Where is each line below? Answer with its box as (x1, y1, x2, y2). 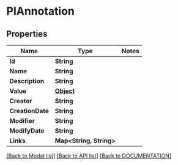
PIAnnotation (6, 4, 75, 18)
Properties (6, 29, 48, 39)
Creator (9, 97, 32, 105)
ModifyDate (9, 127, 45, 135)
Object (54, 87, 75, 95)
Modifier (9, 117, 35, 125)
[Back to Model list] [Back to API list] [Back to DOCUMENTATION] (6, 152, 172, 159)
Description (9, 77, 45, 85)
